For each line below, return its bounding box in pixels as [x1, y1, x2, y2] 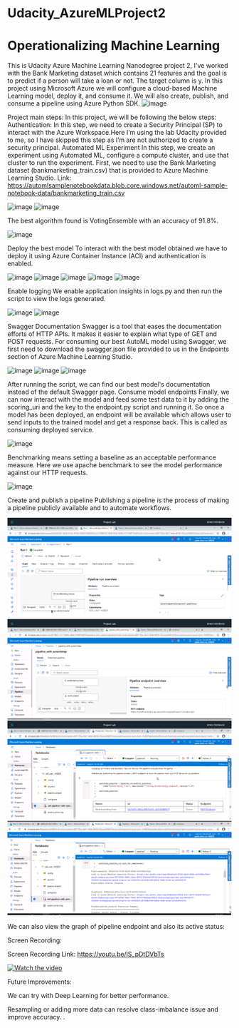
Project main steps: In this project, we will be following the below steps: [7, 113, 217, 122]
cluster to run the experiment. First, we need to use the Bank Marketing [7, 158, 216, 167]
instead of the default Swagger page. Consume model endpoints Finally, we [7, 387, 230, 397]
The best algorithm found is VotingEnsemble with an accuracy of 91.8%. [7, 216, 219, 225]
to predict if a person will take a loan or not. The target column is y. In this [7, 76, 223, 85]
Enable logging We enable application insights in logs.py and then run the [7, 287, 223, 295]
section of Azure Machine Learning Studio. [7, 352, 133, 361]
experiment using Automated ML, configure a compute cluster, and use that [7, 151, 229, 160]
